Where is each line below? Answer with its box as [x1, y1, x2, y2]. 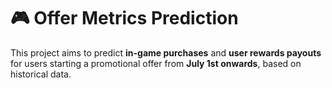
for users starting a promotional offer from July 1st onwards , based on [10, 57, 302, 69]
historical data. [10, 68, 72, 80]
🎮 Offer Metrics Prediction [10, 7, 239, 30]
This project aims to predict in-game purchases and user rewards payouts [10, 46, 322, 59]
